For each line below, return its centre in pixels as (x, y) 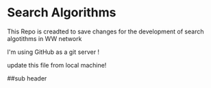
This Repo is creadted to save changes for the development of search (105, 31)
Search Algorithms (62, 13)
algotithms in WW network (45, 38)
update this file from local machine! (57, 65)
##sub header (27, 78)
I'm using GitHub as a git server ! (53, 52)
